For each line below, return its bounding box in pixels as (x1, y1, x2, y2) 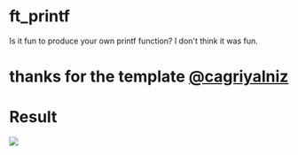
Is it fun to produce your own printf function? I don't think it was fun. (9, 35, 259, 46)
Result (9, 107, 58, 128)
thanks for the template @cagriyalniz (9, 66, 289, 87)
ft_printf (9, 6, 71, 27)
